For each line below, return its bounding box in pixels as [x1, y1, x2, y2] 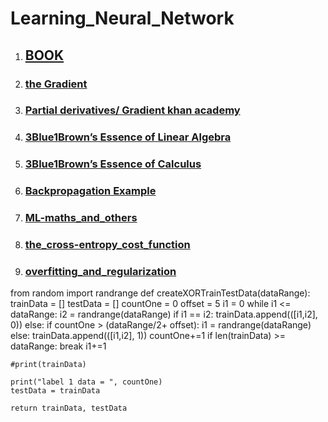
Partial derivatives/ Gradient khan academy [24, 103, 241, 117]
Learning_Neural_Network [10, 7, 235, 30]
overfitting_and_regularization [24, 264, 177, 278]
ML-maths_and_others [24, 211, 138, 225]
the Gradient [24, 77, 88, 91]
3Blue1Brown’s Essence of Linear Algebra [24, 130, 232, 144]
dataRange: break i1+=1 [10, 340, 107, 352]
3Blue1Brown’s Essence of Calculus [24, 157, 202, 171]
